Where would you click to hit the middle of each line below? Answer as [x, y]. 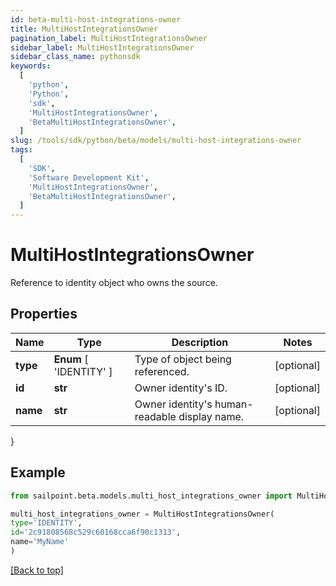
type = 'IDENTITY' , [46, 523]
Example [38, 472]
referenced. [162, 371]
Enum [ [71, 359]
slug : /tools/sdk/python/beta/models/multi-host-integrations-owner [156, 141]
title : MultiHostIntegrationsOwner [84, 29]
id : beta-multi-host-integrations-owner [96, 19]
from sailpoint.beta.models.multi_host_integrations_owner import [151, 496]
